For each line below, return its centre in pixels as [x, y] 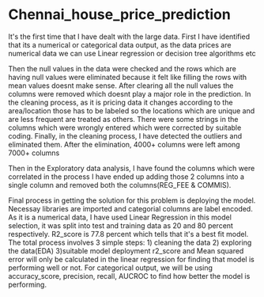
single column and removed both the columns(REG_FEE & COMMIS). [120, 185]
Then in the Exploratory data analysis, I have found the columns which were [132, 168]
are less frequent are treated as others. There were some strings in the [123, 119]
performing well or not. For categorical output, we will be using [111, 268]
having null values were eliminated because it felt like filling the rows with [128, 77]
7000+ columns [34, 153]
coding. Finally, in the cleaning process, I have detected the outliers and [125, 135]
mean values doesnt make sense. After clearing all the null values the [121, 86]
